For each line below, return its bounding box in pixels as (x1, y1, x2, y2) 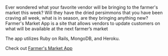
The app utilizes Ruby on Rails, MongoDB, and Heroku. (5, 35, 120, 41)
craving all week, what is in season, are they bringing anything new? (5, 15, 149, 21)
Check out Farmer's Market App (5, 45, 73, 51)
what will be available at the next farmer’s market (5, 26, 108, 32)
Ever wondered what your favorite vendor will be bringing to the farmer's (5, 5, 158, 10)
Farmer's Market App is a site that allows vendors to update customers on (5, 20, 160, 26)
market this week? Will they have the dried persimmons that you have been (5, 10, 163, 16)
